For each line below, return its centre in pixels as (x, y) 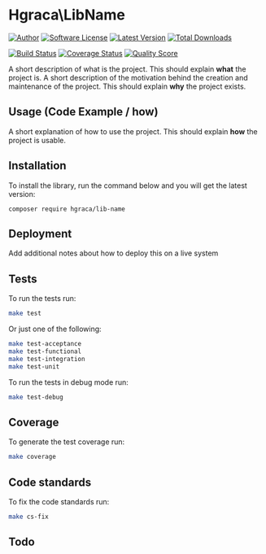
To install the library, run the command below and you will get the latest (128, 185)
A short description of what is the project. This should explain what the (127, 69)
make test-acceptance (45, 344)
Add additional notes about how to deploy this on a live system (113, 253)
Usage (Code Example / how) (83, 112)
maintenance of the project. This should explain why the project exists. (127, 86)
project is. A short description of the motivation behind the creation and (128, 77)
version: (22, 194)
